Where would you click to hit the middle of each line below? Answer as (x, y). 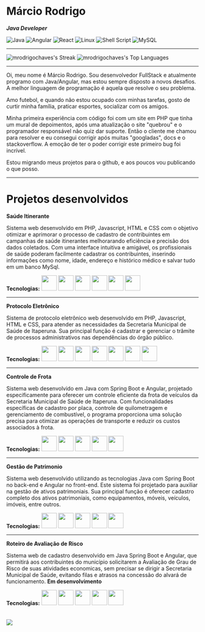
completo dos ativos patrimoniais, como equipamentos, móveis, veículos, (99, 498)
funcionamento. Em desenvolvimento (54, 581)
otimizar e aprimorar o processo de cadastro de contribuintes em (88, 234)
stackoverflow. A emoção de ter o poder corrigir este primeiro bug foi (94, 144)
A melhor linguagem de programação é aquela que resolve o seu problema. (101, 88)
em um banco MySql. (33, 267)
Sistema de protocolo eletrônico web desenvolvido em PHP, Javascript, (96, 318)
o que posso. (23, 168)
